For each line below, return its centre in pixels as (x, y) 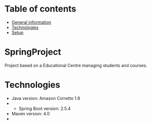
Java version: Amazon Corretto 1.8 (46, 98)
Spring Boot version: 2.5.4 (45, 108)
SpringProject (33, 52)
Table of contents (41, 9)
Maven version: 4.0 (31, 113)
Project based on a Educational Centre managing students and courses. (76, 65)
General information (31, 22)
